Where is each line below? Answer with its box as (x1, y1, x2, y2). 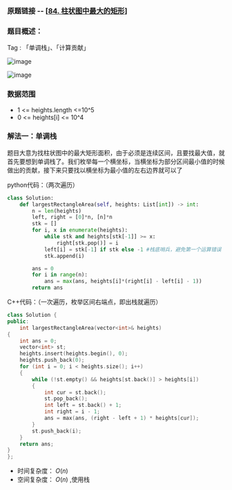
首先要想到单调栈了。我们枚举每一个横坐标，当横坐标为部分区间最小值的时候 (7, 157, 225, 166)
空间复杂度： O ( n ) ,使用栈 (17, 475, 90, 484)
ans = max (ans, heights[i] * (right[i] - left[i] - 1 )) (43, 278, 202, 285)
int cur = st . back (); (43, 389, 107, 396)
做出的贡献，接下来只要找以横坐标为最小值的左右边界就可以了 (7, 166, 183, 174)
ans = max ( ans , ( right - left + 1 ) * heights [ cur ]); (43, 414, 200, 422)
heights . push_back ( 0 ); (19, 357, 85, 364)
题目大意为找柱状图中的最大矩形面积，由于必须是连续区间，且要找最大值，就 (7, 148, 225, 157)
